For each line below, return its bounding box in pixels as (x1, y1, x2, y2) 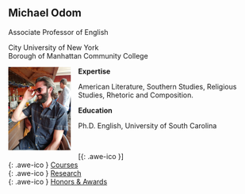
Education (78, 105, 113, 115)
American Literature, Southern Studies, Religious (78, 82, 237, 91)
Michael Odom (8, 6, 82, 20)
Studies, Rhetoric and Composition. (78, 90, 194, 100)
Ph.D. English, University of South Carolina (78, 120, 217, 130)
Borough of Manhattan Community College (8, 51, 148, 60)
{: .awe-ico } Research (8, 168, 82, 177)
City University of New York (8, 43, 99, 52)
